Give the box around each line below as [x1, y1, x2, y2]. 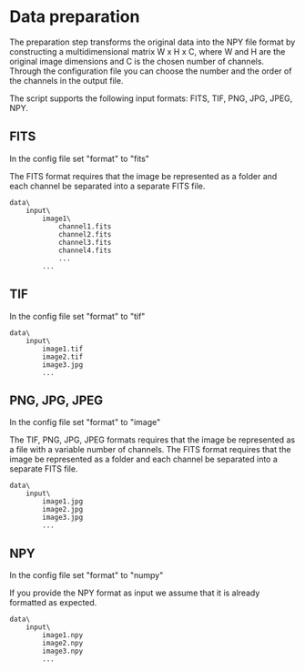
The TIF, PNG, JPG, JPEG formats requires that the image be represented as [9, 434, 296, 445]
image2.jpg [42, 505, 84, 514]
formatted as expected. [9, 597, 97, 608]
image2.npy [42, 639, 84, 648]
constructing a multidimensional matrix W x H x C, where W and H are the [9, 46, 286, 56]
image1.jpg [42, 497, 84, 506]
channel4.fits [57, 246, 112, 255]
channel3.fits [57, 238, 112, 247]
